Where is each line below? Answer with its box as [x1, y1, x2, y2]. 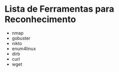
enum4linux [11, 46, 36, 51]
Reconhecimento [4, 14, 76, 25]
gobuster [11, 35, 31, 41]
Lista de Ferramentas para [4, 3, 115, 15]
